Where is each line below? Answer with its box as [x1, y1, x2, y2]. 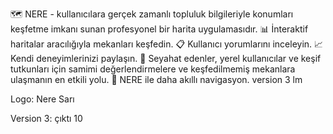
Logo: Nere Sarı [10, 93, 75, 105]
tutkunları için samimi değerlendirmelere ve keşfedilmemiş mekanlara [10, 63, 296, 75]
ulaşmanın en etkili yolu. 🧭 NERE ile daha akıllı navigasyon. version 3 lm [10, 74, 303, 85]
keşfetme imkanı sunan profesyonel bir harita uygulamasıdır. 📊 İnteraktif [10, 23, 309, 35]
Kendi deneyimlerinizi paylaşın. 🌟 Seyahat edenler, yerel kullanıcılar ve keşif [10, 53, 322, 64]
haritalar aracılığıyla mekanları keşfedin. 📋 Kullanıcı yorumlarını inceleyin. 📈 [10, 38, 324, 50]
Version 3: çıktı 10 [10, 113, 83, 124]
